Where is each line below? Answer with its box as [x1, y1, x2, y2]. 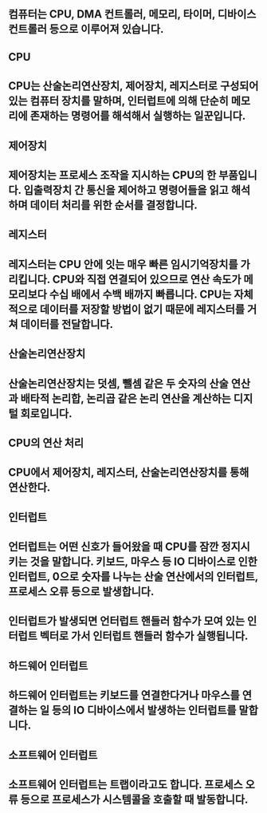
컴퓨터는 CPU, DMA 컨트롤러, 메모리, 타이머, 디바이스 [8, 7, 257, 22]
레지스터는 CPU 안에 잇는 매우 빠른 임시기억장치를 [8, 258, 238, 271]
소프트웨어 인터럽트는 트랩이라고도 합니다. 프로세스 [8, 778, 243, 791]
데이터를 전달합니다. [20, 318, 114, 331]
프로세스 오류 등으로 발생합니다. [8, 585, 155, 598]
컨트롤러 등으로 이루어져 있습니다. [8, 22, 164, 36]
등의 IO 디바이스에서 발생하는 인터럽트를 [51, 704, 237, 717]
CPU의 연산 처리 [8, 436, 84, 449]
